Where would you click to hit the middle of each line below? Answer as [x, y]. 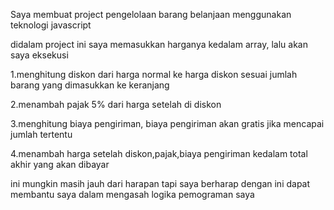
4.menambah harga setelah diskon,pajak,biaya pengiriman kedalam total [159, 153]
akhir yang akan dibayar [60, 164]
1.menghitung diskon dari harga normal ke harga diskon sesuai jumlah [154, 74]
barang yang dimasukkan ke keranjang [90, 85]
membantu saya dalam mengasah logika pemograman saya [132, 194]
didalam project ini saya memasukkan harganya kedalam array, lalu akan [159, 44]
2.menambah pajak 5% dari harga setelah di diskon [116, 104]
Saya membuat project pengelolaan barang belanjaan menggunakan [151, 14]
